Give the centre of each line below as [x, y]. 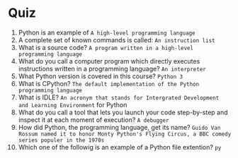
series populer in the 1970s [61, 140]
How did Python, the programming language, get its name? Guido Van [119, 127]
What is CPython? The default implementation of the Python [109, 83]
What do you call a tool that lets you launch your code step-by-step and [123, 112]
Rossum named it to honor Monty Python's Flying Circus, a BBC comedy [125, 134]
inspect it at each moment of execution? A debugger [93, 120]
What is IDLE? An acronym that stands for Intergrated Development [119, 97]
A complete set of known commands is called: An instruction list [117, 39]
